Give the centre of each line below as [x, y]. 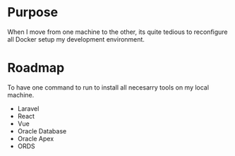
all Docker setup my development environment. [76, 39]
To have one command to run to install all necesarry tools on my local [108, 87]
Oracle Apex [36, 138]
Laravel [28, 108]
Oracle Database [42, 131]
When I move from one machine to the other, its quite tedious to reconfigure [117, 32]
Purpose [33, 12]
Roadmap [36, 68]
